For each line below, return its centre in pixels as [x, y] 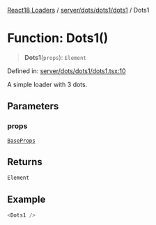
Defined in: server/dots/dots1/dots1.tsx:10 [67, 71]
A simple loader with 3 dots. [47, 84]
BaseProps [22, 141]
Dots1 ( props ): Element [55, 57]
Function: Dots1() [58, 38]
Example [26, 199]
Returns [25, 162]
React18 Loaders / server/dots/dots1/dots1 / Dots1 [78, 10]
